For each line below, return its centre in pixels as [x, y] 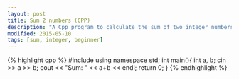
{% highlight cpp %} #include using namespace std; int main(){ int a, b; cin [117, 60]
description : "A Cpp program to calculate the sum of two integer [108, 27]
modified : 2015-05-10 [39, 34]
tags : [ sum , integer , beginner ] [55, 40]
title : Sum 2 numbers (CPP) [49, 20]
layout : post [27, 14]
